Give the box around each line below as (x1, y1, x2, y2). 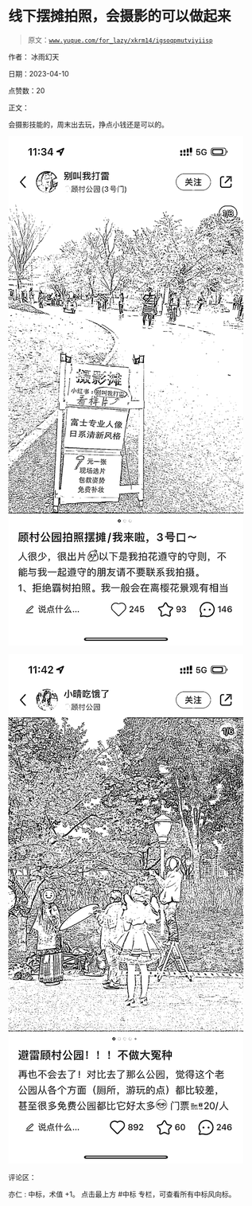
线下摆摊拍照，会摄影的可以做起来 (8, 7, 232, 25)
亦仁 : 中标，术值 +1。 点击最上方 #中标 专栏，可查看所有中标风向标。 (8, 1189, 236, 1199)
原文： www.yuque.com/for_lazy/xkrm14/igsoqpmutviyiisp (27, 35, 213, 45)
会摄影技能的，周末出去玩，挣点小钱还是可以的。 (8, 119, 169, 129)
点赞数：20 (8, 85, 45, 96)
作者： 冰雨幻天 (8, 52, 60, 61)
